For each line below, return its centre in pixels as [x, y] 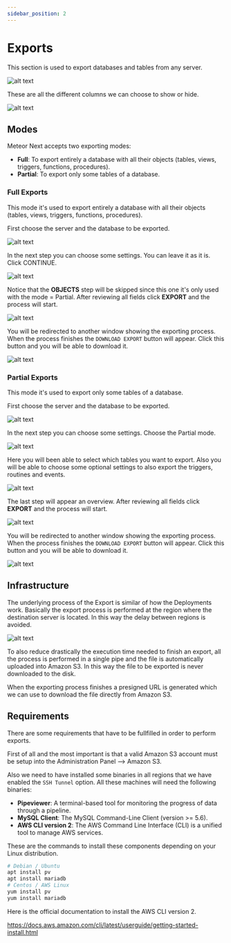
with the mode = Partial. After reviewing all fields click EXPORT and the [109, 297]
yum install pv [29, 892]
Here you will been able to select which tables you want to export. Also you [114, 460]
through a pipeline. [44, 810]
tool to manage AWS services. [60, 832]
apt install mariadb [37, 879]
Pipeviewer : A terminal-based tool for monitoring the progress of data [117, 803]
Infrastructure [38, 586]
